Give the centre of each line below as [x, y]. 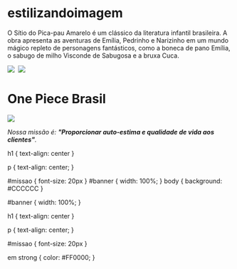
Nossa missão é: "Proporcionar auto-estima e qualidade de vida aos [111, 132]
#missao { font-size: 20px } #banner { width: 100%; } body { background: [115, 181]
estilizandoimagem [65, 13]
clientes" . [22, 139]
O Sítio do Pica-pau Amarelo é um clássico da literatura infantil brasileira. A [117, 33]
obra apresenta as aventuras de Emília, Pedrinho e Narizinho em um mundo [118, 40]
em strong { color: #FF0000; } [51, 257]
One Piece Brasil [57, 99]
